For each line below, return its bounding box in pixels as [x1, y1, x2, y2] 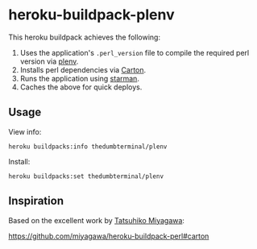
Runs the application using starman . [19, 73, 139, 83]
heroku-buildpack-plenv [8, 6, 175, 24]
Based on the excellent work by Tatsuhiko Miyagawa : [8, 215, 185, 225]
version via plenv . [19, 56, 79, 66]
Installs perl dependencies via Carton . [19, 64, 147, 74]
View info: [8, 127, 42, 136]
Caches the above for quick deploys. [19, 82, 143, 92]
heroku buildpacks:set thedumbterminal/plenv [8, 172, 164, 181]
